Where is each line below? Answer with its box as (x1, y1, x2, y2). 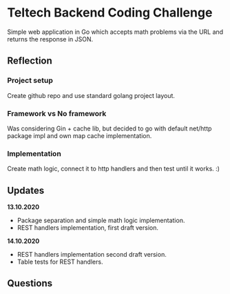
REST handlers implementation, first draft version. (17, 224, 159, 232)
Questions (7, 277, 53, 289)
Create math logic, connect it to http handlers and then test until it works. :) (7, 164, 220, 173)
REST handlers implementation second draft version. (17, 251, 167, 259)
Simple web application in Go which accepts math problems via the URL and (7, 28, 224, 36)
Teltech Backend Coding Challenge (7, 5, 213, 21)
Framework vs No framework (7, 108, 107, 118)
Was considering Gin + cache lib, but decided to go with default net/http (7, 124, 212, 133)
